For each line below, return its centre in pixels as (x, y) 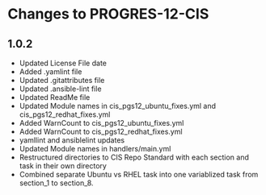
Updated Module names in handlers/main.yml (95, 149)
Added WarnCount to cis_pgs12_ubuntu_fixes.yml (101, 123)
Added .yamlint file (51, 72)
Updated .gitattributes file (62, 80)
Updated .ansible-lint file (60, 89)
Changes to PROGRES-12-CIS (108, 14)
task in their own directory (63, 166)
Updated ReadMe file (55, 97)
